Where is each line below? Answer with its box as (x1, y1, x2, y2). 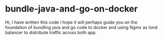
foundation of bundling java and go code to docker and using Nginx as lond (5, 24, 158, 30)
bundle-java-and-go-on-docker (5, 3, 138, 14)
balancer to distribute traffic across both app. (5, 29, 97, 35)
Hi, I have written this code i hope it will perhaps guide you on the (5, 19, 137, 25)
